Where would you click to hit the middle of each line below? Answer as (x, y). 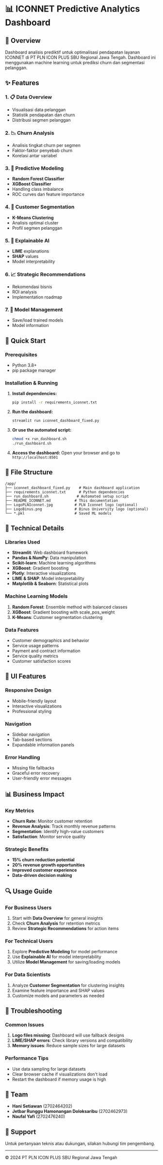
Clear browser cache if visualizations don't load (60, 1074)
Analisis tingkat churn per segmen (46, 145)
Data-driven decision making (42, 875)
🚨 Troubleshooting (33, 1010)
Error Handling (23, 757)
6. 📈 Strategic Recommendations (45, 274)
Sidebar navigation (31, 734)
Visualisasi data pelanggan (39, 109)
